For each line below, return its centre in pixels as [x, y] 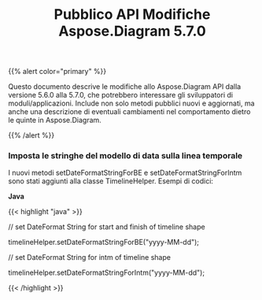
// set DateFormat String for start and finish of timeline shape [107, 227]
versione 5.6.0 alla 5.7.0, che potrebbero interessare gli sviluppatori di [121, 95]
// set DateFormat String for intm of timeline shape [90, 257]
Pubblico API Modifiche [132, 15]
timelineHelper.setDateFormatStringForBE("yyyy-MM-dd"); [103, 243]
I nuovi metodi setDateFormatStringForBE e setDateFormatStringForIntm [125, 173]
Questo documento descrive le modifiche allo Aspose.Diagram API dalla [125, 87]
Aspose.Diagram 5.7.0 [132, 31]
